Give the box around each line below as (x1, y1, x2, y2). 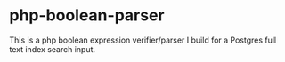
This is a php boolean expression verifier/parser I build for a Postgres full (9, 35, 277, 45)
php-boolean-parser (9, 5, 165, 26)
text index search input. (9, 43, 96, 54)
